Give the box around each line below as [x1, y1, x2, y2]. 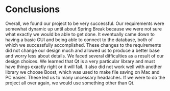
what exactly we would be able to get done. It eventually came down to [5, 31, 155, 37]
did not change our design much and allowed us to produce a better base [5, 47, 160, 53]
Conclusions [5, 4, 60, 15]
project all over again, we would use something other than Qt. [5, 80, 135, 86]
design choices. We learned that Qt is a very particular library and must [5, 58, 155, 64]
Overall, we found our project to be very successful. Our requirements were [5, 20, 164, 26]
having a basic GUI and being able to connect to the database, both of [5, 37, 153, 43]
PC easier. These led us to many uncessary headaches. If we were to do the [5, 74, 165, 80]
